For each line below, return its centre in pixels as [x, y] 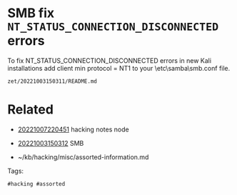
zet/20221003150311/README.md [52, 81]
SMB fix [31, 13]
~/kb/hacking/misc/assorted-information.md [83, 157]
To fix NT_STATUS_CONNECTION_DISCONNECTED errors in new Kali [110, 60]
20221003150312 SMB [51, 143]
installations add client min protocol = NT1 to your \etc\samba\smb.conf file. [119, 68]
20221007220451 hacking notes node [74, 129]
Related [30, 110]
